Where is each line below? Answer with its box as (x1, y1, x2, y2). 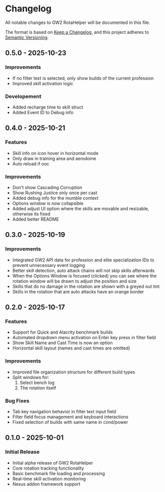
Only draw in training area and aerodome (12, 155, 96, 161)
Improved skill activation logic (12, 80, 74, 86)
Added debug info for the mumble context (12, 195, 98, 201)
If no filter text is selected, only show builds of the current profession (12, 75, 154, 81)
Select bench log (19, 379, 55, 385)
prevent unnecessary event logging (12, 262, 85, 268)
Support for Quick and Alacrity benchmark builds (12, 329, 113, 335)
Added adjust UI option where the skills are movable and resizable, (12, 205, 149, 212)
